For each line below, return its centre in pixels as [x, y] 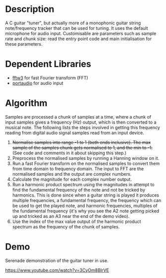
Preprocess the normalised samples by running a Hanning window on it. [86, 158]
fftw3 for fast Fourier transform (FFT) [50, 77]
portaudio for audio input [38, 83]
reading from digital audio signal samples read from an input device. [75, 133]
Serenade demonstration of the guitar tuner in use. [57, 260]
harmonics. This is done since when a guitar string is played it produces [86, 195]
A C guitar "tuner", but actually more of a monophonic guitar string [73, 23]
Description [30, 9]
